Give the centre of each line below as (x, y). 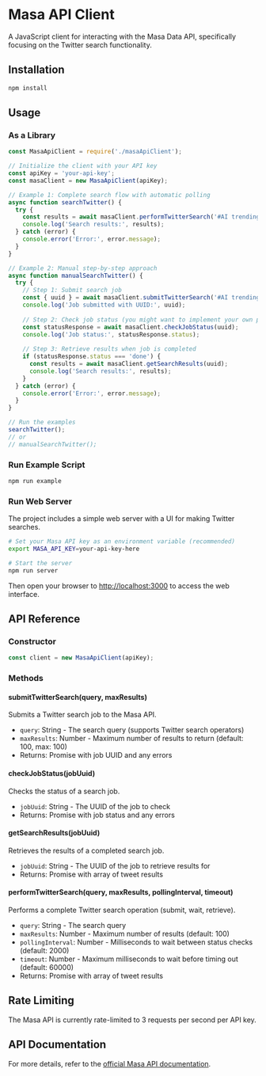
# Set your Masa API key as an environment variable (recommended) (122, 542)
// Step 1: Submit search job (72, 291)
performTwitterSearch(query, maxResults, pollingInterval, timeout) (121, 892)
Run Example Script (47, 465)
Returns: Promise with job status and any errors (97, 815)
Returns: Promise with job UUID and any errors (96, 755)
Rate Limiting (41, 1000)
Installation (36, 70)
